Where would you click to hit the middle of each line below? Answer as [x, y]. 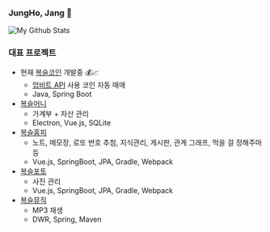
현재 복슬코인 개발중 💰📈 [59, 72]
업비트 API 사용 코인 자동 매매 [79, 85]
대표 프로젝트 [32, 53]
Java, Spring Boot [62, 94]
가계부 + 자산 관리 [60, 113]
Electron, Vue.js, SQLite [72, 122]
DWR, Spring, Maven [67, 219]
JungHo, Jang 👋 [40, 13]
